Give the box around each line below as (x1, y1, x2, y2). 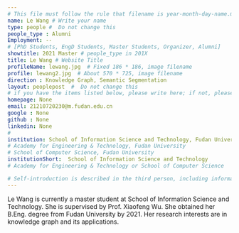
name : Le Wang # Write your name (7, 17, 107, 24)
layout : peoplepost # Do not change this (7, 83, 139, 90)
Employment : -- (7, 37, 53, 44)
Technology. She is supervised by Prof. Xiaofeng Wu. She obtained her (7, 202, 216, 210)
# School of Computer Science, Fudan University (7, 149, 154, 156)
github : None (7, 116, 50, 123)
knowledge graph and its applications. (7, 217, 119, 226)
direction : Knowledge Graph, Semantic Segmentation (7, 76, 167, 84)
